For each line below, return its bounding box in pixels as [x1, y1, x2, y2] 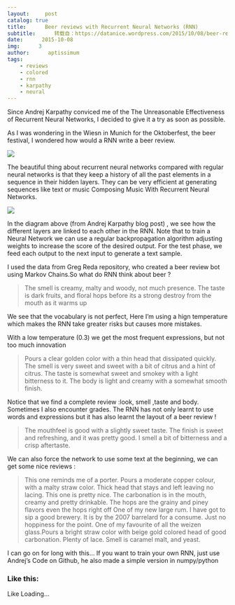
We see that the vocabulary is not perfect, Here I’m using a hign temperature [7, 313, 228, 321]
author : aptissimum [7, 50, 80, 57]
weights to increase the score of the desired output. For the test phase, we [7, 242, 222, 250]
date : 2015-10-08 [7, 36, 73, 43]
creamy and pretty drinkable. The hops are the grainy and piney [24, 498, 208, 507]
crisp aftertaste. [24, 441, 71, 449]
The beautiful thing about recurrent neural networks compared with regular [7, 163, 224, 172]
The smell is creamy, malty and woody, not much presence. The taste [24, 284, 225, 292]
